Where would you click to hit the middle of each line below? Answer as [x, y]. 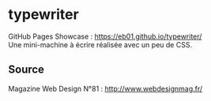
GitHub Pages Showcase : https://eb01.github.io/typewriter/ [105, 36]
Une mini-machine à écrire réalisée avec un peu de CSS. [100, 44]
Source [26, 70]
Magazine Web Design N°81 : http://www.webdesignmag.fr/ [105, 88]
